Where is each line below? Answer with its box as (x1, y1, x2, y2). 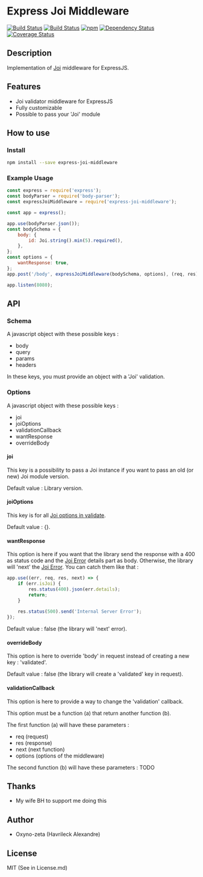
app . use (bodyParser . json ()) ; (7, 220, 80, 227)
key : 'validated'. (7, 659, 48, 666)
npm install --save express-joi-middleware (7, 160, 118, 166)
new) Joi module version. (7, 472, 70, 480)
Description (7, 48, 52, 59)
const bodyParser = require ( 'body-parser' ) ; (7, 193, 120, 200)
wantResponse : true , (17, 260, 69, 266)
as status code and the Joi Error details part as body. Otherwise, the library (7, 557, 193, 565)
